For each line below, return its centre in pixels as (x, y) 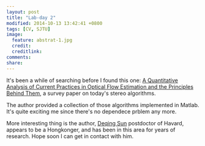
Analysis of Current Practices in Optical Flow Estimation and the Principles (100, 86)
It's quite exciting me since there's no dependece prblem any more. (91, 111)
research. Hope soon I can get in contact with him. (70, 136)
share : (15, 63)
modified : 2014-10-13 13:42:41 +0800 (54, 23)
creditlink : (27, 52)
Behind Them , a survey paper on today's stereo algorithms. (81, 93)
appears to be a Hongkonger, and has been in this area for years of (91, 130)
